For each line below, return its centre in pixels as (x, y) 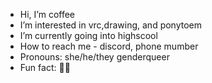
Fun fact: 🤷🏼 (45, 67)
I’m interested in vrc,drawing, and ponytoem (111, 25)
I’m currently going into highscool (88, 35)
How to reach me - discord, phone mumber (109, 46)
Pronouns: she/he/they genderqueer (94, 57)
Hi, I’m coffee (47, 14)
